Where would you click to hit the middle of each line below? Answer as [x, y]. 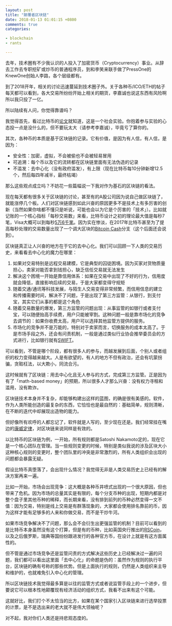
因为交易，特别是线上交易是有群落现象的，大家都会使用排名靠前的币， [88, 506]
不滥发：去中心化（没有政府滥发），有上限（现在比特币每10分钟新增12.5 [88, 168]
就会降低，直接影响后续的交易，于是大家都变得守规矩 [69, 282]
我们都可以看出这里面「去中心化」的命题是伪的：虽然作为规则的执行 [86, 559]
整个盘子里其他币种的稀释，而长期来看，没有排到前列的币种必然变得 [77, 499]
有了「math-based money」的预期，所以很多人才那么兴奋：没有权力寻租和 [84, 381]
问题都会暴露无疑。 [26, 458]
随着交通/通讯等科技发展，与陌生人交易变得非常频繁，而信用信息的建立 [88, 289]
